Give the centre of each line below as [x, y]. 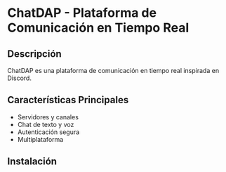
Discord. [19, 78]
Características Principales [68, 100]
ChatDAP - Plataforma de [82, 13]
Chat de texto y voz [46, 124]
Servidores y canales [48, 117]
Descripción [34, 54]
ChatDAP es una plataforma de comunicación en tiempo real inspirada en [113, 71]
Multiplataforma [40, 139]
